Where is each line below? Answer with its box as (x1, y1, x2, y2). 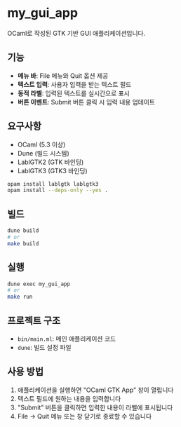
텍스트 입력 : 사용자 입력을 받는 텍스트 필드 (17, 80, 132, 88)
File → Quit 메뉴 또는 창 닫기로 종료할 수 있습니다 (17, 412, 152, 420)
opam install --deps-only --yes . (7, 187, 109, 194)
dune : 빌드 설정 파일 (17, 344, 72, 351)
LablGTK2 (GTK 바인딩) (17, 158, 84, 166)
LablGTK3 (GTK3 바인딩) (17, 166, 88, 175)
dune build (7, 227, 39, 234)
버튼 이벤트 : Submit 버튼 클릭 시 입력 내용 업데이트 (17, 97, 156, 106)
